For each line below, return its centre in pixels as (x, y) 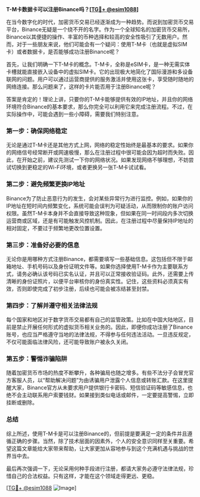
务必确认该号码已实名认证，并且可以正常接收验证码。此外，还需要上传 (108, 273)
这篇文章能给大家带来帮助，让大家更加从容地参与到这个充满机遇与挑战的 (100, 448)
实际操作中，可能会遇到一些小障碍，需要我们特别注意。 (74, 114)
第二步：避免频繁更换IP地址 (46, 184)
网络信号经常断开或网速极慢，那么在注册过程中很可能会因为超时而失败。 (100, 152)
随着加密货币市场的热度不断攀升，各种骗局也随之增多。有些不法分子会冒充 (97, 373)
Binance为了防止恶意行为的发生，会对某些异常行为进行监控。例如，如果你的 (100, 198)
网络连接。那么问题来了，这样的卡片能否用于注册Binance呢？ (81, 86)
